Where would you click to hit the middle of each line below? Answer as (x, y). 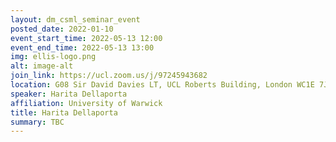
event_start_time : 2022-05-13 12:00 (86, 38)
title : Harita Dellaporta (64, 112)
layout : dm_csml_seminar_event (75, 19)
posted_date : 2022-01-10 (62, 29)
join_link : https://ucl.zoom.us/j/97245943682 (109, 76)
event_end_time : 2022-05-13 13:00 (82, 47)
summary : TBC (37, 122)
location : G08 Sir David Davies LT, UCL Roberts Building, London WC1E (162, 85)
